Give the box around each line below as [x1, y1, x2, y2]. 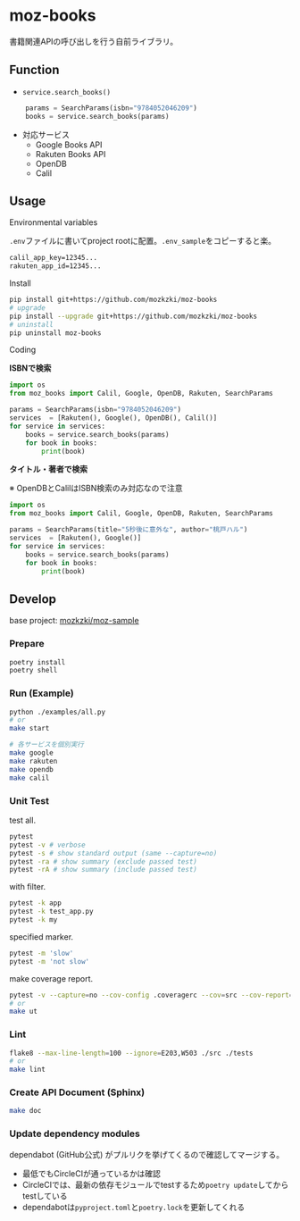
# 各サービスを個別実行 [9, 740, 85, 749]
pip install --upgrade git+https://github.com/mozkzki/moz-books [9, 312, 257, 321]
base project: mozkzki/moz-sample [9, 615, 140, 626]
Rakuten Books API [35, 148, 106, 159]
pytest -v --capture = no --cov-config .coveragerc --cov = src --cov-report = [9, 991, 294, 999]
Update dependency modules [9, 1127, 140, 1140]
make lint [9, 1065, 46, 1075]
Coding [9, 345, 37, 355]
